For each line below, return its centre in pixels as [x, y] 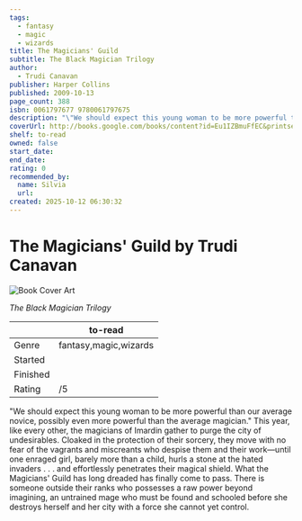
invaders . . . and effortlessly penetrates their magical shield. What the [139, 468]
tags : [19, 18]
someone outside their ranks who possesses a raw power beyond [131, 488]
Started [30, 359]
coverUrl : [28, 127]
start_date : [31, 151]
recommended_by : [40, 176]
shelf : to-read [38, 135]
